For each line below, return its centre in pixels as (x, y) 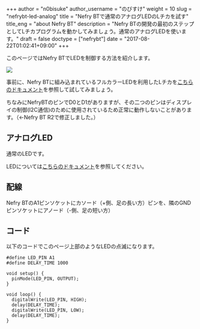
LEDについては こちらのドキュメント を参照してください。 (77, 166)
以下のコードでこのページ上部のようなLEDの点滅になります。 (82, 246)
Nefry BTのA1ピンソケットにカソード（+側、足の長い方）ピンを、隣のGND (98, 202)
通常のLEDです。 (27, 153)
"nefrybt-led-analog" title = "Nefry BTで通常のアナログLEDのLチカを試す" (98, 16)
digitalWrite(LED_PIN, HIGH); (49, 300)
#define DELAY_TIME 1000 (37, 263)
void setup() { (25, 274)
